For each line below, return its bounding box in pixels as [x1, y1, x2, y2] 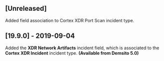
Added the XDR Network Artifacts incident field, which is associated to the [5, 45, 160, 51]
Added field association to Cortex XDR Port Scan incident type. [5, 17, 134, 23]
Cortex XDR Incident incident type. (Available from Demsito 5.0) [5, 50, 139, 56]
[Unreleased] [5, 4, 47, 13]
